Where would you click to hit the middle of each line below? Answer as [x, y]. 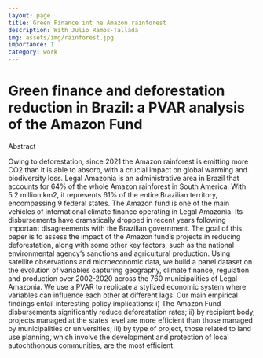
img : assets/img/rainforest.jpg [61, 37]
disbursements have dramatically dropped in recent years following [117, 220]
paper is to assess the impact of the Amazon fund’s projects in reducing [124, 236]
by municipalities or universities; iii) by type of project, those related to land [130, 328]
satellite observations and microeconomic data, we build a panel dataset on [130, 261]
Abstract [22, 146]
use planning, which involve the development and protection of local [119, 337]
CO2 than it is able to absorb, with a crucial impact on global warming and [128, 169]
